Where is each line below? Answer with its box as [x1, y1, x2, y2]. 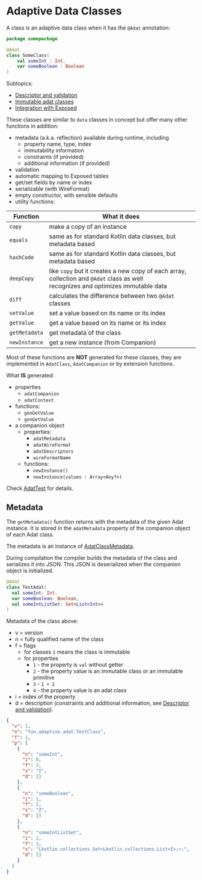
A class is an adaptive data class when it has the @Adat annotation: [6, 24, 170, 31]
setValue [9, 310, 34, 317]
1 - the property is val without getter [32, 661, 123, 669]
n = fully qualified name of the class [14, 636, 104, 643]
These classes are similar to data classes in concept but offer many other [6, 116, 188, 123]
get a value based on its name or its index [49, 319, 167, 327]
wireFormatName [32, 455, 71, 461]
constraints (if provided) [23, 153, 84, 161]
